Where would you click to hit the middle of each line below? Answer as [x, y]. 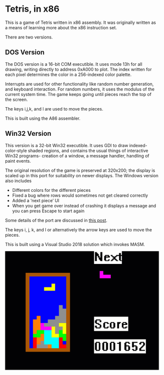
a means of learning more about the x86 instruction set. [61, 27]
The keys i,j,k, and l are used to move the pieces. [54, 109]
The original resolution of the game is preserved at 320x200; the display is [80, 170]
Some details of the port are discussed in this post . [56, 220]
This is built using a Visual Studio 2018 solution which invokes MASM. [75, 244]
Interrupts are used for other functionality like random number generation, [79, 84]
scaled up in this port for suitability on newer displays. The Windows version [82, 175]
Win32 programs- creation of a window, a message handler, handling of [77, 156]
